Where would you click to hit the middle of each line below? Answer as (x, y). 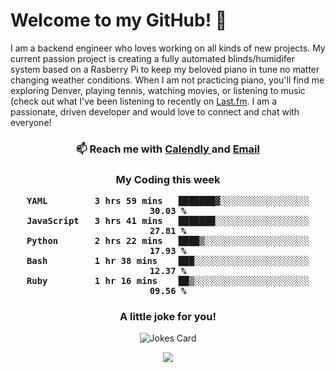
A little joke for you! (168, 317)
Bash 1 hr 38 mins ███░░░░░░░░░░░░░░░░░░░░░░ (168, 261)
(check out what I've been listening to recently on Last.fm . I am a (143, 101)
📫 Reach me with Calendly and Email (168, 149)
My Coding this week (168, 179)
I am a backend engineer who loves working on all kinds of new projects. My (168, 48)
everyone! (31, 122)
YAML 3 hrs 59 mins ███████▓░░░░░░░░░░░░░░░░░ (168, 201)
